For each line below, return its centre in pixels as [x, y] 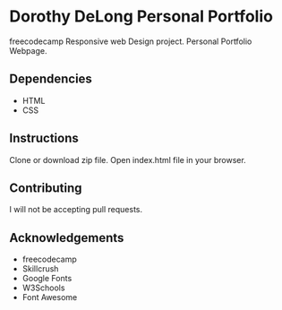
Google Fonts [47, 279]
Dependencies [51, 79]
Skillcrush [40, 269]
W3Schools [43, 288]
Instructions [44, 138]
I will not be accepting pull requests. [76, 210]
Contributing [46, 188]
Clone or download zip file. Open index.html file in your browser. [128, 159]
